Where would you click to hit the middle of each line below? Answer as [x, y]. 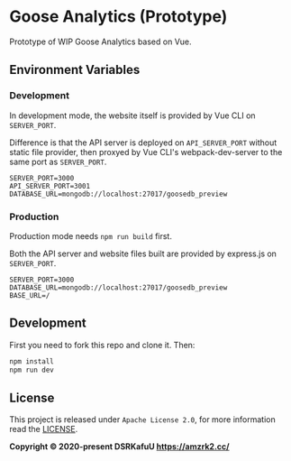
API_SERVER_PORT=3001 [50, 186]
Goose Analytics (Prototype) [118, 17]
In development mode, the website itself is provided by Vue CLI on [132, 115]
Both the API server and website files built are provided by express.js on [143, 254]
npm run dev [32, 370]
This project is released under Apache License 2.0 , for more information [143, 420]
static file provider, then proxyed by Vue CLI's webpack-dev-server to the [146, 152]
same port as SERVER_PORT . [58, 161]
